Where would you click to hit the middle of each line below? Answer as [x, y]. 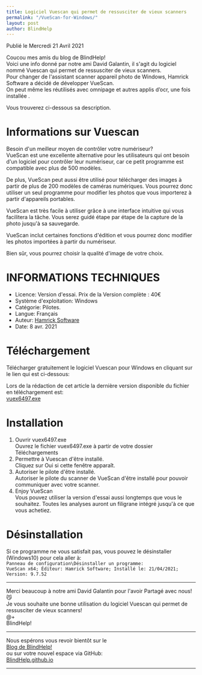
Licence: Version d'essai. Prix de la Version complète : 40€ [88, 295]
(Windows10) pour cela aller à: [44, 558]
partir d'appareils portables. [41, 199]
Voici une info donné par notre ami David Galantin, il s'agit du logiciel [91, 64]
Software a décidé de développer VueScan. [60, 83]
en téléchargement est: [35, 392]
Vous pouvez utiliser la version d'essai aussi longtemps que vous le [98, 497]
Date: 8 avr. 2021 [36, 327]
